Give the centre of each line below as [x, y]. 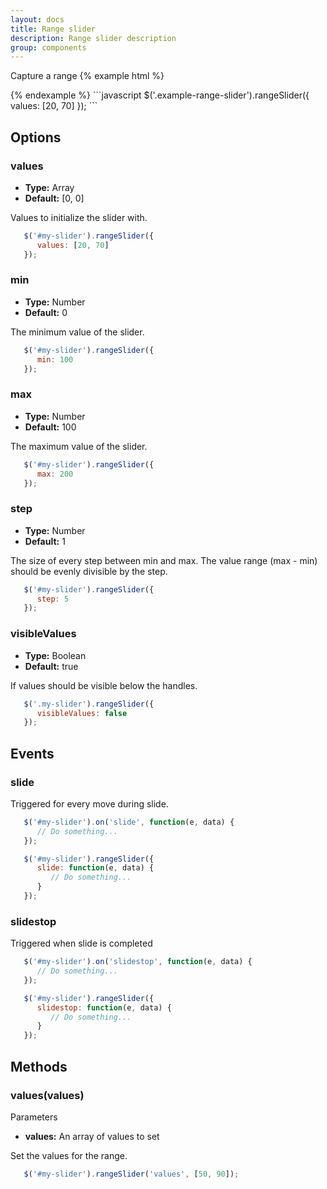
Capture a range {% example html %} [87, 76]
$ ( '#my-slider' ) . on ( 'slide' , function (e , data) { [129, 822]
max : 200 [55, 474]
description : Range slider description [93, 38]
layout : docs [37, 19]
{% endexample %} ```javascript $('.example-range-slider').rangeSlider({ [160, 95]
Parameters [34, 1117]
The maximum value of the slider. [79, 446]
